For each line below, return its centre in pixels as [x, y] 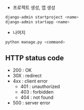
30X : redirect [27, 76]
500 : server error [31, 103]
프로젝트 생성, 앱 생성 [34, 7]
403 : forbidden [37, 92]
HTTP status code [35, 58]
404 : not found [37, 97]
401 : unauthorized [40, 86]
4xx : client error [30, 81]
